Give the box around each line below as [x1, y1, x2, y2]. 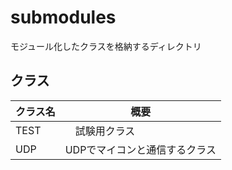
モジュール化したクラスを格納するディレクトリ [10, 40, 202, 52]
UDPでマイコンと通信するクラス [64, 142, 217, 156]
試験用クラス [74, 124, 136, 138]
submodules [10, 6, 117, 29]
